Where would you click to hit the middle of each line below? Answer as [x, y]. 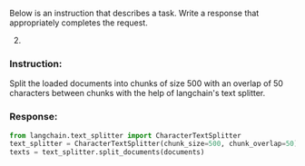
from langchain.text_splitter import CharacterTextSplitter [126, 135]
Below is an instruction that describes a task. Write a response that [134, 13]
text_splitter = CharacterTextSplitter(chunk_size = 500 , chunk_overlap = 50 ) [154, 144]
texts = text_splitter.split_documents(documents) [107, 152]
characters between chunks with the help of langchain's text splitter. [138, 93]
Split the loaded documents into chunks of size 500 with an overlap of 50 [147, 83]
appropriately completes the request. [79, 23]
